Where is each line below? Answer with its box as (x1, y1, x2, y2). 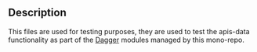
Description (8, 6, 67, 19)
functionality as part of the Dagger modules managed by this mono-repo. (8, 35, 244, 44)
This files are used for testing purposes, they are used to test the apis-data (8, 26, 250, 36)
